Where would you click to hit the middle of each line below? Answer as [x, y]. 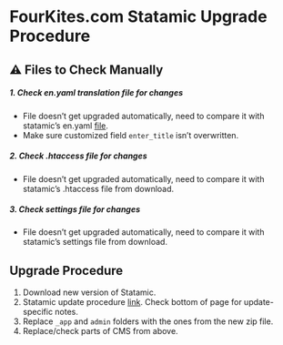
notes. [66, 312]
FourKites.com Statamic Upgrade [138, 17]
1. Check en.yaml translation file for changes [96, 93]
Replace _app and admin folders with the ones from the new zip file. [148, 321]
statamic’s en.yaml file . [66, 126]
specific [37, 312]
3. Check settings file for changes [75, 209]
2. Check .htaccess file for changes [78, 156]
